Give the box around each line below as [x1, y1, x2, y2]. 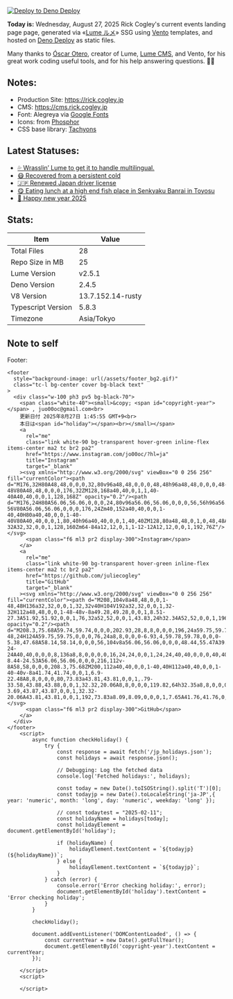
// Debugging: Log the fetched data [56, 767, 163, 774]
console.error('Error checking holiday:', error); [56, 882, 207, 889]
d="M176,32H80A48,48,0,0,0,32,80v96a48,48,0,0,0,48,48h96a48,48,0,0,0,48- [7, 481, 228, 489]
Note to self [7, 337, 59, 349]
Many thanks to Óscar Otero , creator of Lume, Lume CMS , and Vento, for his [7, 49, 226, 58]
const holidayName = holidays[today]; [56, 816, 169, 823]
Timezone [10, 314, 44, 324]
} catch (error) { [44, 876, 98, 883]
